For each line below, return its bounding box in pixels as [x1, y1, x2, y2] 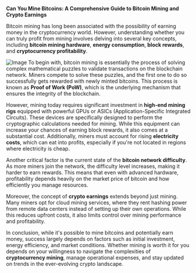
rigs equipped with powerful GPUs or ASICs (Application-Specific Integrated [6, 108, 191, 114]
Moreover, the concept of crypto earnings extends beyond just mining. [6, 193, 178, 200]
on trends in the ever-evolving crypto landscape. [6, 261, 124, 267]
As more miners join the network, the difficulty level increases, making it [6, 163, 180, 170]
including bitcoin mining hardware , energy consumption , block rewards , [6, 41, 184, 48]
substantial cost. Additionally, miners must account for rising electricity [6, 133, 179, 140]
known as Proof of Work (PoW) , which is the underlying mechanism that [6, 84, 181, 90]
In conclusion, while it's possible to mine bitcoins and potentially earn [6, 229, 174, 236]
